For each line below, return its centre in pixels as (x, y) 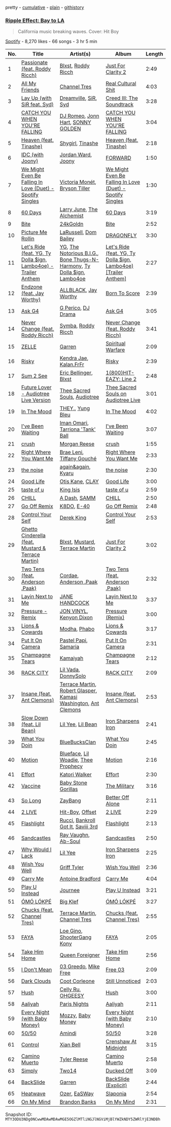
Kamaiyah (72, 658)
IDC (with (33, 155)
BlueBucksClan (78, 742)
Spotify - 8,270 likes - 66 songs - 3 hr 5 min (51, 41)
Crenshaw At (121, 1042)
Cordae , (69, 576)
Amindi (68, 1033)
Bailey (67, 239)
